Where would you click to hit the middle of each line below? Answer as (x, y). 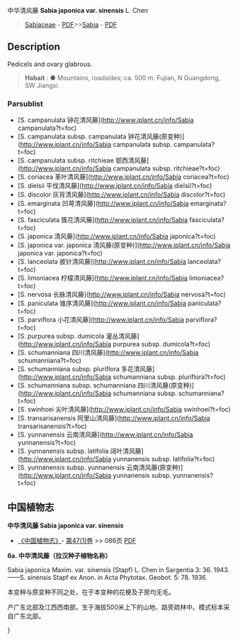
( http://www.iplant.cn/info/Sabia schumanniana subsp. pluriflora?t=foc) (121, 377)
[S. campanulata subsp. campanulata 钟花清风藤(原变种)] (101, 136)
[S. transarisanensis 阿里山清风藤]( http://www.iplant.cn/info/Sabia (114, 418)
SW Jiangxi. (42, 85)
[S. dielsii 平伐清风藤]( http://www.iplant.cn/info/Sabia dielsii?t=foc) (115, 186)
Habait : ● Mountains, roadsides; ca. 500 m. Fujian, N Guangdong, (123, 77)
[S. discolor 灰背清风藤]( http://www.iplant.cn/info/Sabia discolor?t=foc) (121, 195)
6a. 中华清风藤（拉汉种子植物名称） (59, 555)
